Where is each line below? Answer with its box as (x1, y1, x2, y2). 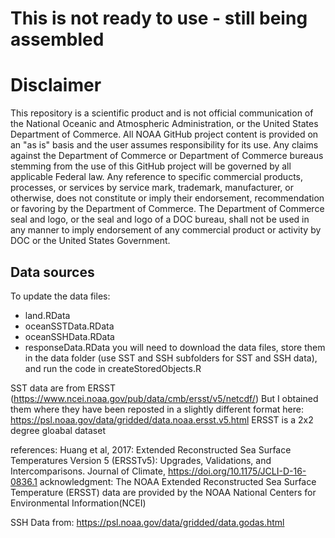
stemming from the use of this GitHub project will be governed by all (10, 160, 292, 172)
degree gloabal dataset (10, 424, 106, 436)
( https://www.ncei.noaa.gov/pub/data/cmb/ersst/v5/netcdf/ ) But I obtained (10, 392, 319, 404)
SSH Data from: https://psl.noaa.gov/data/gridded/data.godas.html (10, 516, 285, 528)
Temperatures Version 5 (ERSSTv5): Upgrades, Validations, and (10, 454, 272, 466)
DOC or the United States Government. (10, 235, 171, 247)
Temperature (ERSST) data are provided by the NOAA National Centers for (10, 486, 317, 498)
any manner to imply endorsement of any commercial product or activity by (10, 224, 322, 236)
